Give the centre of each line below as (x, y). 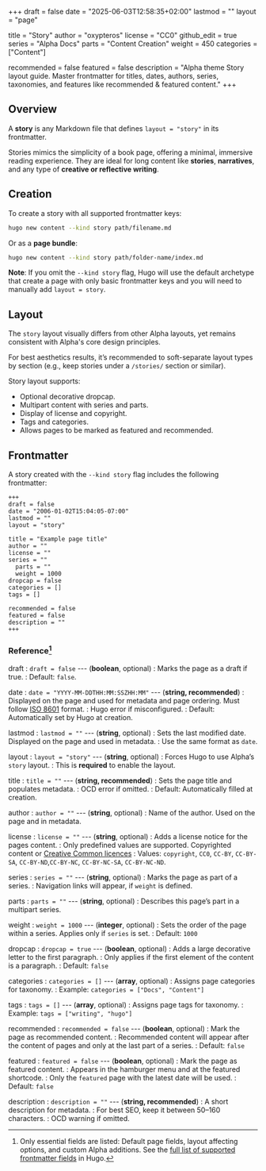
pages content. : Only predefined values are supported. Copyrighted (120, 845)
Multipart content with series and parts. (84, 405)
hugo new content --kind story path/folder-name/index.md (106, 257)
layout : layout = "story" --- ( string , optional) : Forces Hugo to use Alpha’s (131, 757)
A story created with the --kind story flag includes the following (114, 474)
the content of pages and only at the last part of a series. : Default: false (127, 1045)
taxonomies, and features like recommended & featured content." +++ (122, 84)
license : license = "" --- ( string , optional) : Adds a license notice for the (128, 836)
